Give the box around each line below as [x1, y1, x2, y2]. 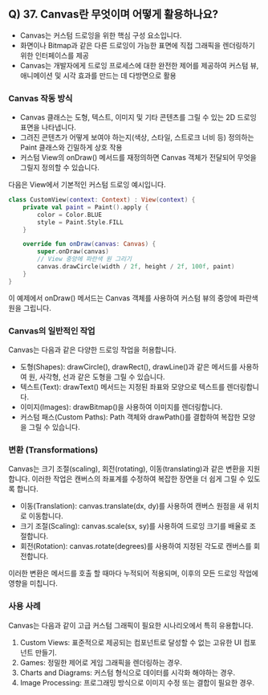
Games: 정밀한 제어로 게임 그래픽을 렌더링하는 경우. [19, 657, 183, 667]
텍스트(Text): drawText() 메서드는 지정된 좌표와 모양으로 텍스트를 [19, 382, 225, 392]
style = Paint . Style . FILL [37, 218, 124, 227]
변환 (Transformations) [8, 444, 99, 456]
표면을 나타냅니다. [19, 123, 76, 133]
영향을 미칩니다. [8, 578, 59, 588]
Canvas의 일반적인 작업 [8, 325, 95, 336]
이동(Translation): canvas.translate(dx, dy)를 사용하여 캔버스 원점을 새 [19, 501, 245, 511]
